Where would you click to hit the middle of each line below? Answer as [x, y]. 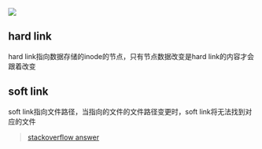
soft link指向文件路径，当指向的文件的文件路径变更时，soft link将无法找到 [127, 111]
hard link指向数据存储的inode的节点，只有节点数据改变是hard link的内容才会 [131, 56]
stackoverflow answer [63, 137]
